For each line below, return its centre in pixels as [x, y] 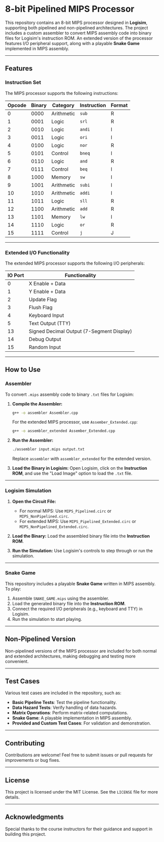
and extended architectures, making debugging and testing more [70, 656]
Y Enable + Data [47, 291]
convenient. [17, 661]
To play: [13, 589]
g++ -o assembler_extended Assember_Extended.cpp [64, 431]
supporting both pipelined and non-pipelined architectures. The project [77, 27]
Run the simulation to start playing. [47, 619]
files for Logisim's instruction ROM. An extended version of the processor [79, 38]
